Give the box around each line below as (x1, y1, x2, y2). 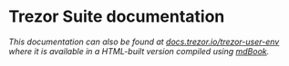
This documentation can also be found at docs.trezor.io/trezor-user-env (8, 36, 280, 47)
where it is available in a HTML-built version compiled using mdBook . (8, 45, 270, 56)
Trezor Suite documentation (8, 6, 225, 27)
